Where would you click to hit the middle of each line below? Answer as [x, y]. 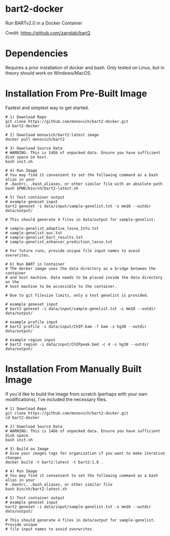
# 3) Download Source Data [34, 148]
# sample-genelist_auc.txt [34, 233]
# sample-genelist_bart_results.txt [44, 237]
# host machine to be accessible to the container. [61, 286]
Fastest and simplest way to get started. [47, 108]
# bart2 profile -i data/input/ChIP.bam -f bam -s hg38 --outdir [76, 327]
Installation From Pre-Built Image [76, 93]
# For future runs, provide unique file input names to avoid [73, 251]
